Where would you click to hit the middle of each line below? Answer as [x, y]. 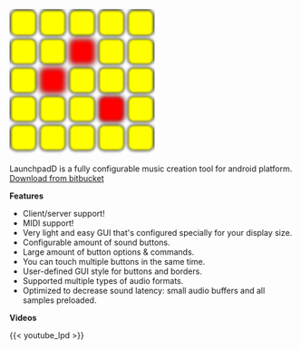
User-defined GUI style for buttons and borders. [112, 271]
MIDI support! [48, 223]
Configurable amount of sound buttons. [96, 242]
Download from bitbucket [57, 178]
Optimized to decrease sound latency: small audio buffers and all [144, 291]
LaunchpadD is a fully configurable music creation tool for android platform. [151, 169]
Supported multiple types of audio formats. [103, 281]
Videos [23, 318]
